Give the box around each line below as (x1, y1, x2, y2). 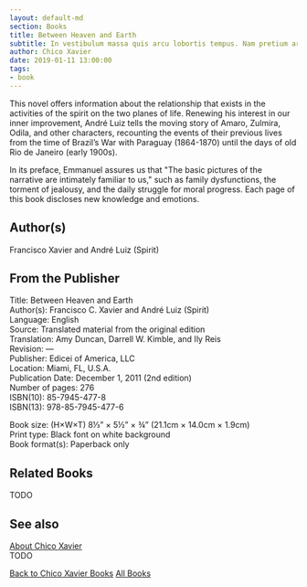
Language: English (9, 315, 79, 326)
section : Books (9, 22, 68, 31)
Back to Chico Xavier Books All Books (9, 568, 152, 579)
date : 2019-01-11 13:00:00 (9, 56, 112, 65)
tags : (9, 65, 30, 74)
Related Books (9, 465, 93, 481)
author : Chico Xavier (9, 48, 92, 57)
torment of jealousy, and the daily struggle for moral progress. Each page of (9, 184, 295, 195)
